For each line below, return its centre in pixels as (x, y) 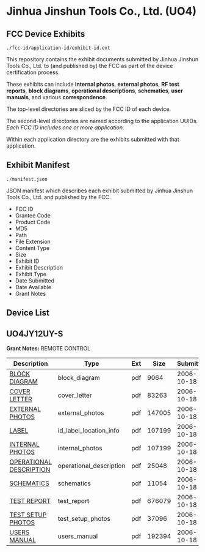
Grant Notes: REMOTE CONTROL (49, 349)
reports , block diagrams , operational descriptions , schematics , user (95, 91)
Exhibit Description (39, 267)
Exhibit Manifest (38, 165)
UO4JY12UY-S (35, 334)
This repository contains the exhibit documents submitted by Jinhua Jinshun (103, 59)
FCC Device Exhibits (46, 34)
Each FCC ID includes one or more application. (65, 127)
